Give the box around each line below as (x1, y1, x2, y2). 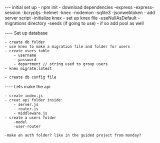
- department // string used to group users (13, 62, 108, 67)
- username (13, 53, 36, 58)
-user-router (13, 124, 41, 129)
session (4, 10, 21, 16)
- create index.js (4, 93, 43, 98)
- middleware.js (13, 111, 48, 116)
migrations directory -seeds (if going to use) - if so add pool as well (4, 20, 144, 26)
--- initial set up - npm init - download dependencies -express (4, 5, 133, 10)
